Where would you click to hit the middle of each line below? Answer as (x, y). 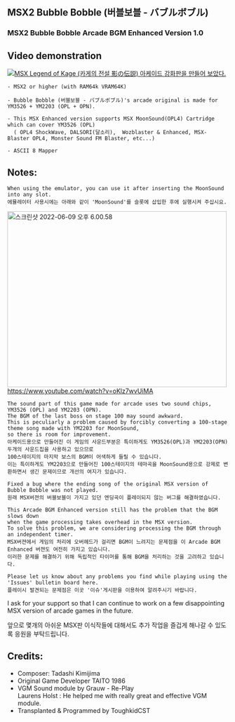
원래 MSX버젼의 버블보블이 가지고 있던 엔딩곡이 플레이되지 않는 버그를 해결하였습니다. (114, 497)
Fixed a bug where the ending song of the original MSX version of (108, 484)
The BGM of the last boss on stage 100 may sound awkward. (95, 416)
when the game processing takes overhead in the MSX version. (100, 522)
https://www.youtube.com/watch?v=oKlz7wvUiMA (80, 391)
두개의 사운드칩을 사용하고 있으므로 (51, 449)
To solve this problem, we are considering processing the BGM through (114, 528)
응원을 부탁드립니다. (42, 634)
